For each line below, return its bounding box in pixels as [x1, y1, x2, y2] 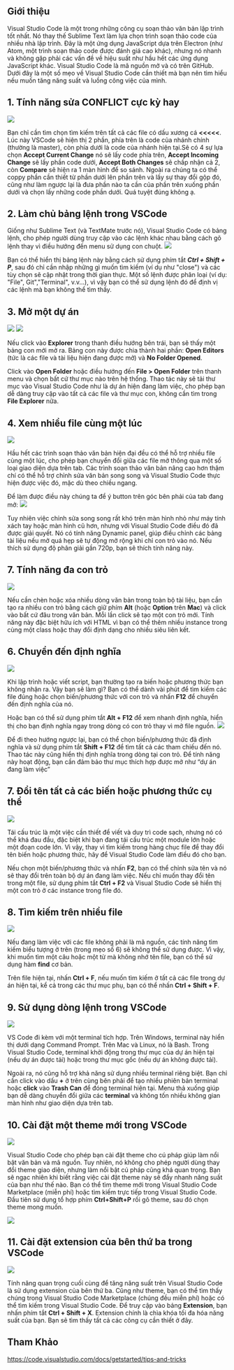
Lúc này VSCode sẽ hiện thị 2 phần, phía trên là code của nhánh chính [7, 136, 210, 144]
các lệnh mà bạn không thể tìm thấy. [7, 285, 112, 294]
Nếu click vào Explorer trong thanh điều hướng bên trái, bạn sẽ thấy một [7, 339, 216, 347]
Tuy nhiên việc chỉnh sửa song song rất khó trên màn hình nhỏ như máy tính [7, 514, 226, 523]
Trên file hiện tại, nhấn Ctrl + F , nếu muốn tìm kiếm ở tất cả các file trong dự [7, 974, 226, 982]
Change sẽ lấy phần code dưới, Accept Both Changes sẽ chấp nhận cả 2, [7, 157, 221, 167]
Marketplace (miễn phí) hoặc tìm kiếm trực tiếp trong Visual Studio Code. [7, 1187, 218, 1196]
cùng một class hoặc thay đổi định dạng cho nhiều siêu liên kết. [7, 626, 191, 634]
